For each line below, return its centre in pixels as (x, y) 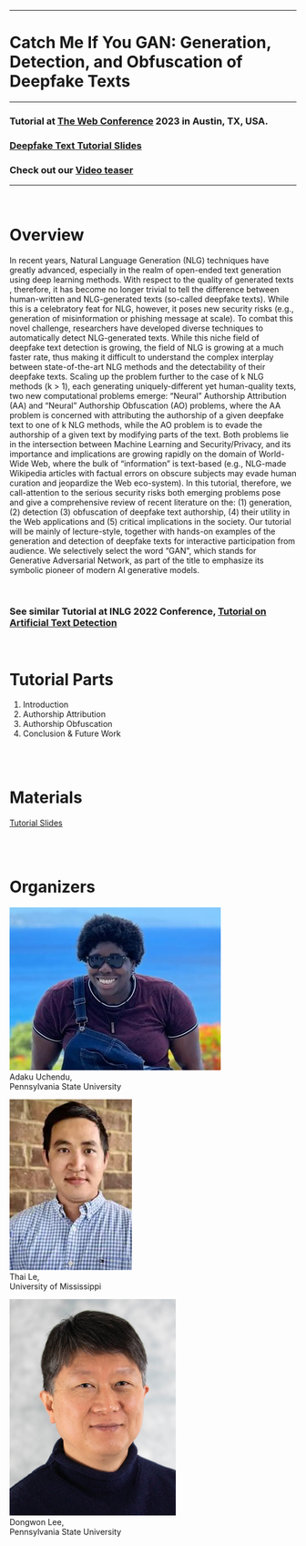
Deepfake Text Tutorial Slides (76, 145)
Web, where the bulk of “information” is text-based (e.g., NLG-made (158, 464)
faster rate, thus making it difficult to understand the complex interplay (142, 357)
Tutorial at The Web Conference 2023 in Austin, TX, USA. (139, 121)
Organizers (52, 887)
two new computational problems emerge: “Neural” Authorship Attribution (148, 396)
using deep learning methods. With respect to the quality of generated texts (152, 280)
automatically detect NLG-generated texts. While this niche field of (134, 338)
